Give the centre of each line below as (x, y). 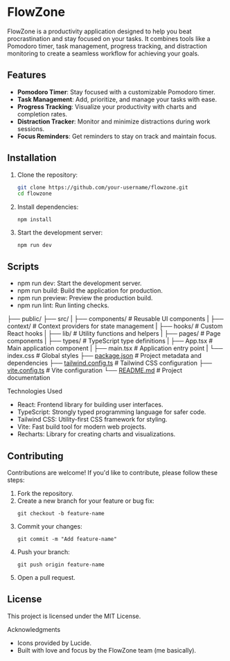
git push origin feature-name (61, 565)
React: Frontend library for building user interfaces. (90, 405)
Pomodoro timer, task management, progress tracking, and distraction (107, 46)
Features (27, 75)
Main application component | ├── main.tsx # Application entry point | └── (115, 348)
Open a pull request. (46, 577)
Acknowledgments (34, 629)
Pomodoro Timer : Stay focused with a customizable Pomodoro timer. (116, 92)
